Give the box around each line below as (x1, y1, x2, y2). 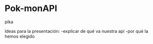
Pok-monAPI (4, 3, 57, 14)
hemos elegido (4, 33, 35, 39)
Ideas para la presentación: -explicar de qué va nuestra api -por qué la (4, 28, 149, 34)
